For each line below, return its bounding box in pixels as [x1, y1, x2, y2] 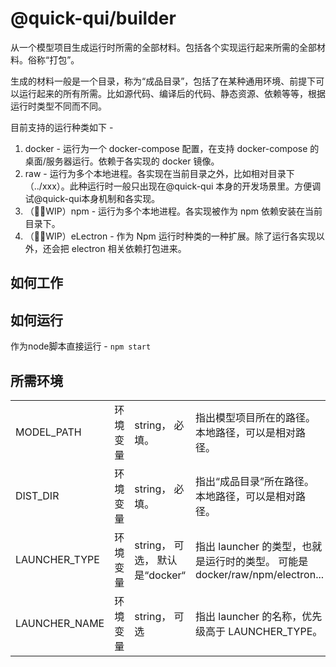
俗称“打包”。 [27, 53, 80, 66]
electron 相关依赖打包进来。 [71, 242, 187, 254]
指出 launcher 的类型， [195, 539, 303, 553]
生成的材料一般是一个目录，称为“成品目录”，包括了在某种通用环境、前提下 [10, 75, 317, 87]
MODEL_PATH [15, 425, 82, 439]
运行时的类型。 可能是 [205, 554, 309, 568]
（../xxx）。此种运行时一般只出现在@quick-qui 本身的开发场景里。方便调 [24, 180, 322, 192]
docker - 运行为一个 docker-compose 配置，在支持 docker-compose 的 [24, 142, 320, 154]
